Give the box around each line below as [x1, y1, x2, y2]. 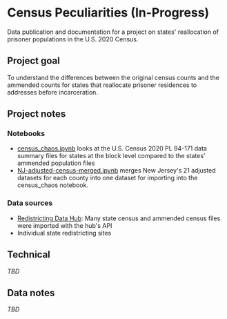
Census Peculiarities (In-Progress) [7, 5, 210, 21]
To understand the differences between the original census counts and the [7, 73, 219, 81]
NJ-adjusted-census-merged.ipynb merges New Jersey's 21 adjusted [17, 166, 216, 175]
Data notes [7, 287, 55, 298]
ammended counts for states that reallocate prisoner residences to [7, 81, 197, 89]
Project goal [7, 55, 60, 67]
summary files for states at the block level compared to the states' [17, 152, 206, 160]
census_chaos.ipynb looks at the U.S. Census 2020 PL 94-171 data [17, 144, 207, 153]
